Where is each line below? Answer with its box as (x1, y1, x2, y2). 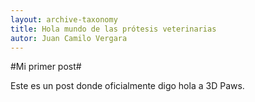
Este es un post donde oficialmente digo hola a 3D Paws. (10, 80, 245, 92)
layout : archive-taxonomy (10, 14, 118, 25)
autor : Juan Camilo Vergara (10, 33, 128, 43)
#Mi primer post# (10, 61, 82, 73)
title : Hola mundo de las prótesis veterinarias (10, 24, 217, 34)
